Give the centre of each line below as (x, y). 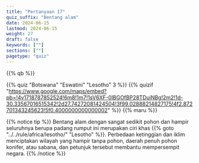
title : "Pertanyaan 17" (36, 12)
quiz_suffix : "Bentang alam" (42, 17)
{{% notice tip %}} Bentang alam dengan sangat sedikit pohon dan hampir (98, 122)
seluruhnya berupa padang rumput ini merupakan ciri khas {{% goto (90, 128)
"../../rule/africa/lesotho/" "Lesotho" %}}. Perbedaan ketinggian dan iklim (96, 134)
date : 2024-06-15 (28, 23)
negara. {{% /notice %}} (36, 153)
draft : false (22, 39)
